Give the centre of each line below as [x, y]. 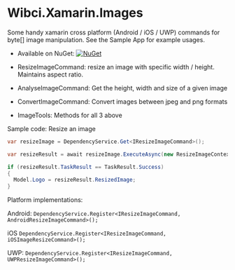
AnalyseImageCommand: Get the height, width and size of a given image [122, 88]
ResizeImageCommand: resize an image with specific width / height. [116, 67]
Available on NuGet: [46, 53]
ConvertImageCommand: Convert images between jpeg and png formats [122, 101]
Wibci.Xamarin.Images [75, 13]
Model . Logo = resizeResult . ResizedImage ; [75, 180]
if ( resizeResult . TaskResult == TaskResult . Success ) [86, 167]
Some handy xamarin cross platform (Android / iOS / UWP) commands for [114, 32]
